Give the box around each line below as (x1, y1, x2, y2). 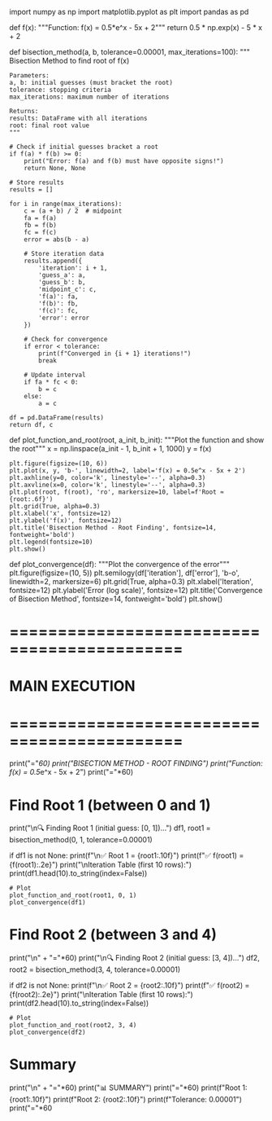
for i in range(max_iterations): (9, 200, 123, 208)
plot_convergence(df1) (9, 899, 86, 907)
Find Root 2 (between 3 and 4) (9, 925, 218, 944)
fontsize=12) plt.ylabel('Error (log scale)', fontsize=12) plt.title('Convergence (9, 586, 263, 595)
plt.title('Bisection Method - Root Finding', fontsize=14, (9, 524, 218, 532)
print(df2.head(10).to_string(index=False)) (9, 998, 149, 1009)
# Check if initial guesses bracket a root (9, 143, 159, 151)
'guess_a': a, (38, 271, 86, 279)
